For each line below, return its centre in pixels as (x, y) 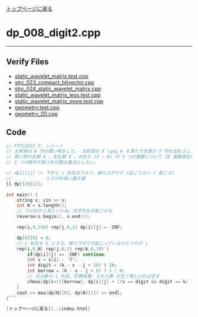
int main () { (22, 195)
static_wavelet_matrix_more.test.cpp (59, 101)
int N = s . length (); (42, 205)
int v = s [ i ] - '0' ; (52, 260)
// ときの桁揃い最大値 (46, 178)
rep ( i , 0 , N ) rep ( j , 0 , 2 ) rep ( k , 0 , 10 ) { (63, 249)
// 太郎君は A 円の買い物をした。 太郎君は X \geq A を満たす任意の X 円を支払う (96, 151)
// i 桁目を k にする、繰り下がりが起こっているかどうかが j (82, 243)
